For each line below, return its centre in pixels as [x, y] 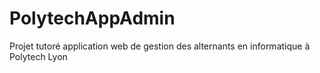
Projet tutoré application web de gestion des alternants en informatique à [160, 46]
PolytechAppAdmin [92, 18]
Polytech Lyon [38, 56]
